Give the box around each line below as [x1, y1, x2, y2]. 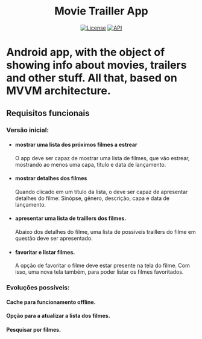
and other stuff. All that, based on [6, 71, 178, 85]
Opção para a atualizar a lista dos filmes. [6, 312, 110, 320]
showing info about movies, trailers [6, 59, 187, 72]
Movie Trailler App [54, 4, 149, 18]
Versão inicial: [6, 126, 49, 134]
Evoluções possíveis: [6, 283, 70, 292]
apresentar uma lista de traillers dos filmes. [14, 215, 127, 222]
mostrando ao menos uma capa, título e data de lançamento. [14, 161, 166, 168]
